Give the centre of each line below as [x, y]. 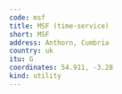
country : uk [31, 51]
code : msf [28, 17]
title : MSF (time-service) [59, 26]
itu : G [21, 59]
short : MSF [29, 34]
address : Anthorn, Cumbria [59, 43]
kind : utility [36, 76]
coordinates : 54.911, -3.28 [61, 68]
